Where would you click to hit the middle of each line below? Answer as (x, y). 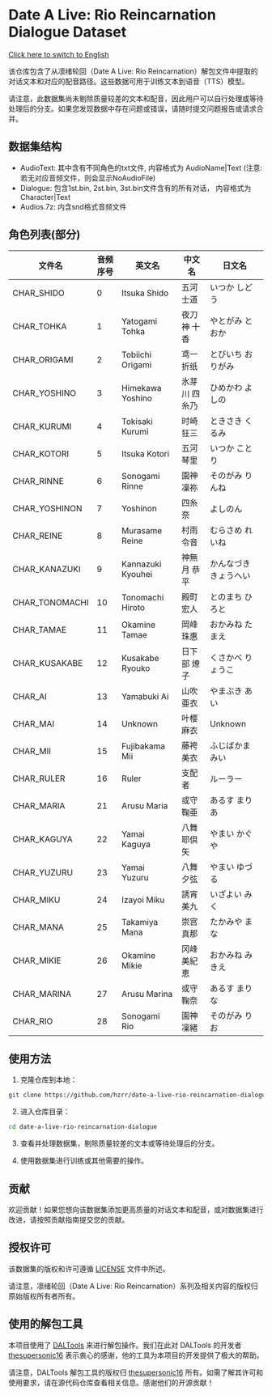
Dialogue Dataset (68, 32)
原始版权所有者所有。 (44, 1295)
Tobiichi (136, 354)
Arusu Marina (147, 994)
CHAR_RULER (39, 778)
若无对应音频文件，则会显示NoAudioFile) (88, 178)
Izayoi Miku (143, 900)
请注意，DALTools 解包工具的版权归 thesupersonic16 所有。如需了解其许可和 (136, 1372)
